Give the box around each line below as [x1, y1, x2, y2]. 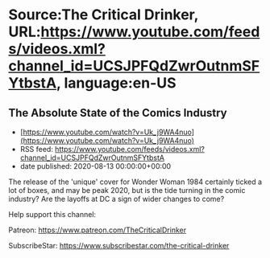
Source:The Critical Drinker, [8, 6, 199, 24]
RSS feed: [19, 145, 54, 154]
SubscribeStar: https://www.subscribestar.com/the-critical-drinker [8, 241, 230, 250]
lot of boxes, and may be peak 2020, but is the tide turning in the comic [8, 186, 246, 195]
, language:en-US [56, 74, 177, 92]
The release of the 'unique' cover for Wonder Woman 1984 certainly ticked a [8, 177, 263, 186]
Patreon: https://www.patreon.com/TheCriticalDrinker [8, 225, 187, 235]
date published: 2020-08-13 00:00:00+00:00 [19, 162, 172, 170]
